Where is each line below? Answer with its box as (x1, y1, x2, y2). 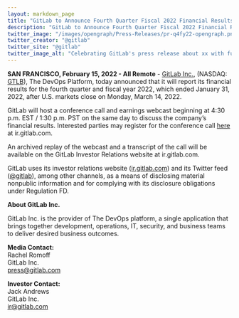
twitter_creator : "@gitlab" (7, 37, 91, 44)
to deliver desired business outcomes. (7, 229, 119, 238)
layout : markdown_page (7, 10, 75, 18)
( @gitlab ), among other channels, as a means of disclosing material (7, 171, 205, 180)
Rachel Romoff (7, 250, 51, 259)
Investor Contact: (7, 279, 60, 288)
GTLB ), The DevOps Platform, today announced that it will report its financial (7, 77, 231, 85)
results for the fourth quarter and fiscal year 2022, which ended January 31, (7, 85, 230, 93)
